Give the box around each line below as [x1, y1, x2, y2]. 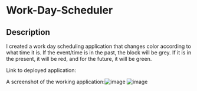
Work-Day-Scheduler [6, 4, 113, 17]
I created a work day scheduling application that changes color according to [6, 43, 192, 50]
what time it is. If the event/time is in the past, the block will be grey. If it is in [6, 49, 192, 56]
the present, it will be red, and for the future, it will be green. [6, 56, 152, 62]
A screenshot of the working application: [6, 78, 105, 85]
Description [6, 27, 50, 37]
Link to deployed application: [6, 67, 77, 74]
